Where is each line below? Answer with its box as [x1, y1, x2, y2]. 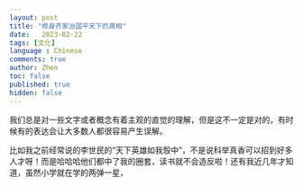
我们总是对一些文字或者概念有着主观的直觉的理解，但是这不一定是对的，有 [9, 114, 286, 125]
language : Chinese [9, 47, 83, 56]
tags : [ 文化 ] [9, 38, 56, 48]
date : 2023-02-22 [9, 30, 83, 39]
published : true [9, 80, 70, 89]
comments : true [9, 55, 67, 64]
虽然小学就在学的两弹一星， [24, 167, 128, 178]
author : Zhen [9, 64, 59, 73]
